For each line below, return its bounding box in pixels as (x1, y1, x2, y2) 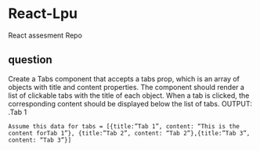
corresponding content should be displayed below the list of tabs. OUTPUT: (8, 99, 252, 108)
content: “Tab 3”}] (8, 136, 72, 144)
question (8, 53, 52, 67)
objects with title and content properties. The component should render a (8, 82, 245, 92)
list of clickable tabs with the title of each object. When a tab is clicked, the (8, 91, 250, 100)
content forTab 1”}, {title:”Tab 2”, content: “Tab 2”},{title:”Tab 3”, (8, 129, 251, 137)
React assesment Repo (8, 31, 82, 40)
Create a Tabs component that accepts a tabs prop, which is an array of (8, 74, 240, 83)
